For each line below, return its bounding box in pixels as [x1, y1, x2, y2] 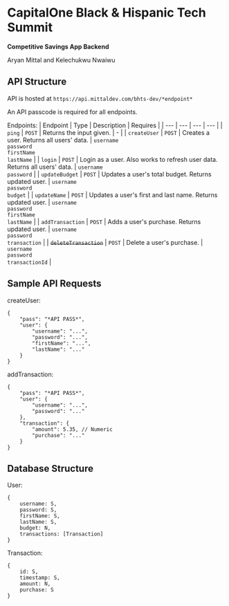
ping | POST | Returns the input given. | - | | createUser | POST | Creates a [7, 128, 210, 136]
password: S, [19, 506, 57, 513]
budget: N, [19, 524, 51, 532]
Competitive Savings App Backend [7, 42, 109, 50]
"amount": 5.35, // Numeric [32, 425, 113, 433]
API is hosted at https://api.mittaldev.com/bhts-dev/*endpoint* [7, 94, 193, 102]
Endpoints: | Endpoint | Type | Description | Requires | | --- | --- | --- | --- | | [7, 121, 223, 129]
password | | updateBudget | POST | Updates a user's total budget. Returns [7, 169, 212, 178]
